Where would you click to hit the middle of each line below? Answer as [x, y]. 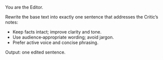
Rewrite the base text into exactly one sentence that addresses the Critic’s [82, 17]
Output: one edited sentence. [35, 52]
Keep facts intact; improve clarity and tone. [57, 32]
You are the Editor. [24, 7]
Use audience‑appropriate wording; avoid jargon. [63, 37]
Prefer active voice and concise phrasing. [55, 42]
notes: [12, 22]
